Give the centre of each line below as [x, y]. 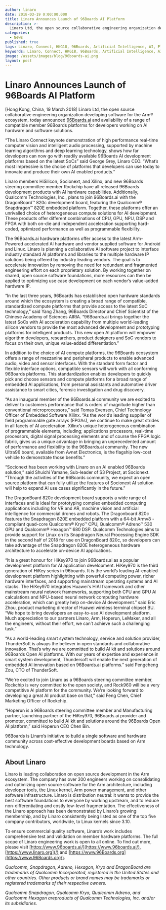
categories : [17, 33]
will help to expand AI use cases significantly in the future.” [65, 488]
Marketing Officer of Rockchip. [36, 701]
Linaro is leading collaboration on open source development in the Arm [77, 774]
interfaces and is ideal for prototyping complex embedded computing [76, 503]
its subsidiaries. [21, 903]
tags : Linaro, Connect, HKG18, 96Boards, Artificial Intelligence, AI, [80, 47]
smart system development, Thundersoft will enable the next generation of [81, 660]
